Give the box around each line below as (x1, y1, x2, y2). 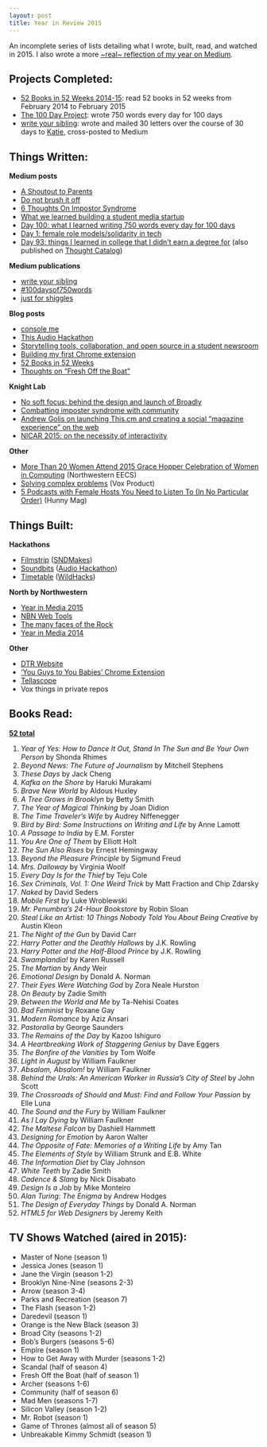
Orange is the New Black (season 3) (20, 1320, 139, 1329)
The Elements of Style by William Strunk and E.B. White (20, 1149, 202, 1159)
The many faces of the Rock (20, 619, 114, 629)
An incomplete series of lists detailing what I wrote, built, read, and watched (9, 41, 257, 50)
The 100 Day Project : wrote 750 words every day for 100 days (20, 110, 223, 120)
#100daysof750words (20, 285, 92, 295)
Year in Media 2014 (20, 628, 84, 637)
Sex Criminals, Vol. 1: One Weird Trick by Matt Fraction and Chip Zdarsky (20, 879, 259, 888)
